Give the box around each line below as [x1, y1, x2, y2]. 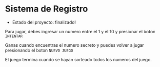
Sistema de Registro [5, 3, 88, 14]
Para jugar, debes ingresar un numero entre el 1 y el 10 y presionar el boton [5, 28, 156, 34]
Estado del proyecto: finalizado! [12, 19, 76, 25]
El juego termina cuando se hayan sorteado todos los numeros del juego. [5, 56, 152, 62]
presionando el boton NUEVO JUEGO [5, 47, 73, 53]
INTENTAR [5, 34, 23, 39]
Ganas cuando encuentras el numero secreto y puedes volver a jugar [5, 42, 144, 48]
